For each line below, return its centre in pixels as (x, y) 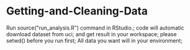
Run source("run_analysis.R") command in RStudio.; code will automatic (95, 28)
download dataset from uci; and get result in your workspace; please (92, 34)
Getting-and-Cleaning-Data (77, 11)
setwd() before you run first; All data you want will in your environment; (94, 40)
